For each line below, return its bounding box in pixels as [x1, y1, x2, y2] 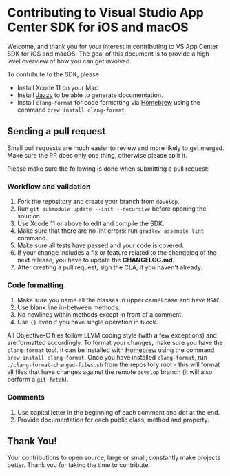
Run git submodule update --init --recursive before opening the [17, 205, 207, 213]
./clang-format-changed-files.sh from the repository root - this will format [7, 360, 220, 369]
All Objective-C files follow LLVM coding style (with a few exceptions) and [7, 331, 217, 340]
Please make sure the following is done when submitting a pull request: [7, 164, 209, 173]
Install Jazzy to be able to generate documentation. [17, 91, 163, 99]
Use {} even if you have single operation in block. [17, 318, 158, 327]
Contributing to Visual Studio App [7, 5, 205, 21]
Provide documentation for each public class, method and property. [17, 415, 209, 424]
